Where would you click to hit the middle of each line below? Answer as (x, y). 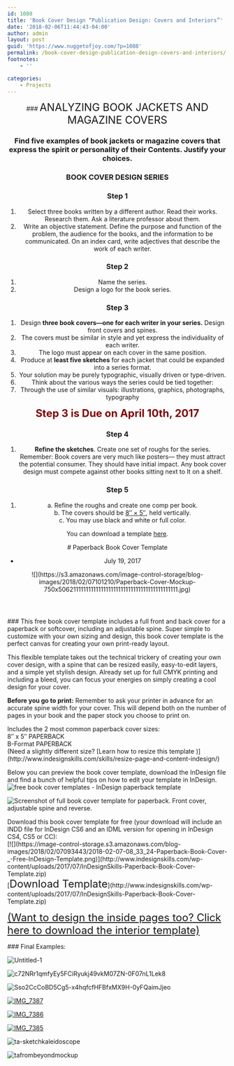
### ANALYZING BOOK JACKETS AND (117, 108)
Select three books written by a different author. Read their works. (123, 212)
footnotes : (23, 60)
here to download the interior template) (104, 930)
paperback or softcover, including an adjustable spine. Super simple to (109, 628)
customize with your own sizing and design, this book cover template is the (116, 636)
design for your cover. (39, 686)
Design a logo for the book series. (123, 289)
